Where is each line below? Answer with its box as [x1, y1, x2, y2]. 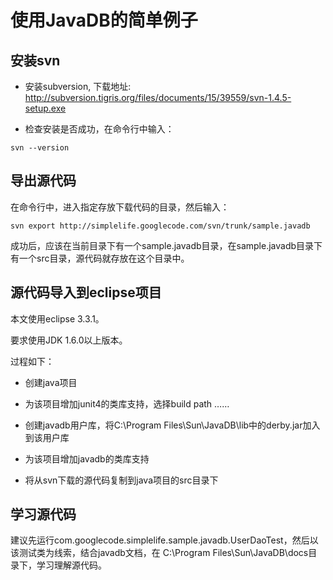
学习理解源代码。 [36, 559, 107, 571]
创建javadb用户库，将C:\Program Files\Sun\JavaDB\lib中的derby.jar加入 [24, 419, 321, 431]
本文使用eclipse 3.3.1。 [10, 312, 105, 325]
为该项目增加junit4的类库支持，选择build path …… [24, 397, 230, 410]
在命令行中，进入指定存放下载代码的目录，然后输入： [10, 201, 230, 213]
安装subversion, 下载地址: [24, 81, 132, 92]
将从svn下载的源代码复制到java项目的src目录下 [24, 474, 219, 486]
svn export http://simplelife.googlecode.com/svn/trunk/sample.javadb [10, 221, 311, 231]
